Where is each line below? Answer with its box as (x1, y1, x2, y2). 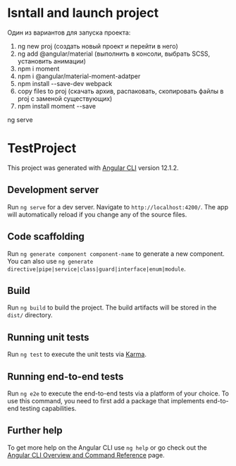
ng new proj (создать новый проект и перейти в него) (17, 42, 178, 50)
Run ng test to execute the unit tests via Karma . (7, 350, 147, 359)
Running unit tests (7, 331, 89, 343)
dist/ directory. (7, 311, 53, 319)
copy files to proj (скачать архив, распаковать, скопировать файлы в (17, 87, 224, 95)
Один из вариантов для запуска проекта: (7, 28, 131, 37)
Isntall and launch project (7, 5, 159, 21)
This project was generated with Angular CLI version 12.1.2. (7, 164, 179, 172)
